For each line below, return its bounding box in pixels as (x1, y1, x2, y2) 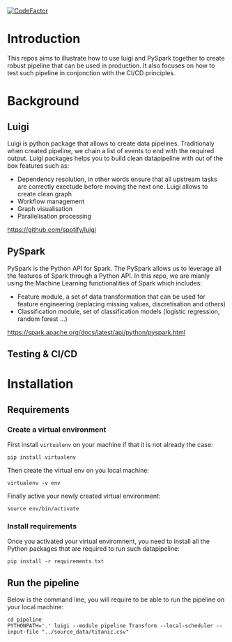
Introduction (7, 31, 81, 47)
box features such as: (7, 161, 70, 170)
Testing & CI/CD (7, 348, 78, 360)
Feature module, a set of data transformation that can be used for (17, 292, 206, 301)
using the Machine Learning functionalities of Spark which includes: (7, 279, 202, 287)
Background (7, 93, 79, 109)
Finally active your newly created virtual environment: (7, 492, 161, 501)
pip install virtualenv (7, 454, 77, 461)
